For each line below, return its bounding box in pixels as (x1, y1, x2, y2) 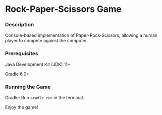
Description (5, 21, 34, 28)
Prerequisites (5, 50, 38, 57)
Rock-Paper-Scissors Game (5, 3, 122, 15)
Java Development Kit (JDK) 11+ (5, 61, 71, 67)
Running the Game (5, 83, 51, 90)
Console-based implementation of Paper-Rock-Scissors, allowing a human (5, 32, 158, 38)
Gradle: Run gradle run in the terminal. (5, 95, 84, 101)
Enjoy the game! (5, 104, 38, 110)
